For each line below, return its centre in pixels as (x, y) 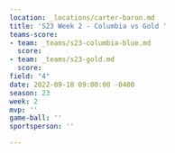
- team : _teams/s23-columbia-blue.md (80, 43)
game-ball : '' (36, 118)
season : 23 (30, 93)
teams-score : (34, 34)
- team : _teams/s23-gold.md (62, 59)
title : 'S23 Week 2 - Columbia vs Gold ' (88, 26)
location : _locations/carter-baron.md (82, 18)
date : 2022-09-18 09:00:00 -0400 (72, 85)
